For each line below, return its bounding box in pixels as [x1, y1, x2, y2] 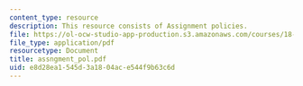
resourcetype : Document [9, 47, 99, 56]
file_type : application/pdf [9, 38, 115, 47]
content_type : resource [9, 13, 99, 22]
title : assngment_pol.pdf [9, 55, 106, 64]
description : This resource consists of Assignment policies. [9, 21, 248, 30]
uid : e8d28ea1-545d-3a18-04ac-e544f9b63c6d [9, 64, 176, 73]
